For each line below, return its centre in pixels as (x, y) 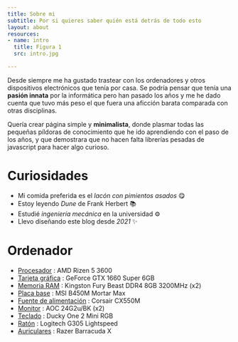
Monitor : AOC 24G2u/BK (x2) (61, 308)
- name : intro (28, 41)
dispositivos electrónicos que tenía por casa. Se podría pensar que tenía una (120, 88)
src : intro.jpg (36, 54)
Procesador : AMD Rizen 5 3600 (65, 270)
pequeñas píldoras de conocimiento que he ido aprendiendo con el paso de (118, 132)
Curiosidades (48, 176)
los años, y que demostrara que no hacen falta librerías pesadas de (106, 139)
